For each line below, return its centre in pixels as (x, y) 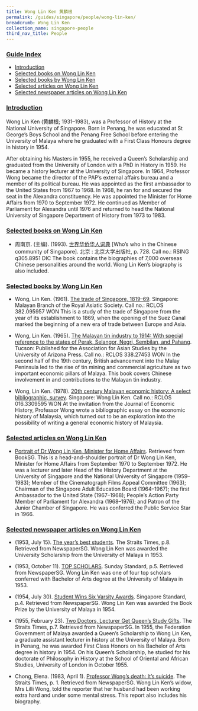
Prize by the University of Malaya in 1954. (65, 609)
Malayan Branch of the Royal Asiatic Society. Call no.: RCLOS (89, 305)
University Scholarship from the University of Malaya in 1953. (89, 555)
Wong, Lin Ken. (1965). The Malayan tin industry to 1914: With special (99, 336)
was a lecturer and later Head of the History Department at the (91, 470)
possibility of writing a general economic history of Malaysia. (89, 423)
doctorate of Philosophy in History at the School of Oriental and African (101, 658)
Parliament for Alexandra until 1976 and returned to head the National (90, 209)
